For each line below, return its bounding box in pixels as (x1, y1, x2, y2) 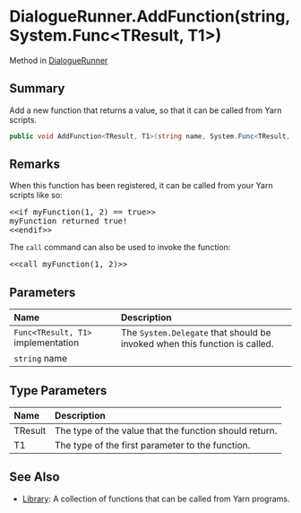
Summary (9, 81, 65, 96)
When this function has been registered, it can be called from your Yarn (9, 180, 273, 191)
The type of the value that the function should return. (54, 424, 278, 437)
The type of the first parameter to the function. (54, 439, 251, 452)
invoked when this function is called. (120, 338, 274, 351)
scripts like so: (9, 190, 63, 201)
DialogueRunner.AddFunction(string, (9, 6, 291, 27)
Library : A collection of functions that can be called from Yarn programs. (21, 493, 290, 504)
